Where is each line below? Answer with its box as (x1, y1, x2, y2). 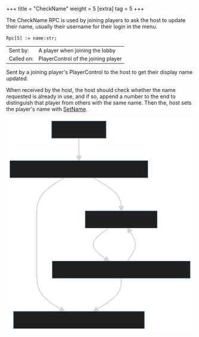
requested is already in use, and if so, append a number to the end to (6, 93, 176, 100)
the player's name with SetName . (6, 105, 88, 112)
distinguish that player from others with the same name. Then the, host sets (6, 99, 192, 106)
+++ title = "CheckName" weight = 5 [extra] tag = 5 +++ (6, 5, 145, 12)
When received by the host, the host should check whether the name (6, 86, 176, 93)
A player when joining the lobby (38, 47, 116, 54)
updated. (6, 75, 29, 82)
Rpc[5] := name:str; (6, 35, 58, 41)
